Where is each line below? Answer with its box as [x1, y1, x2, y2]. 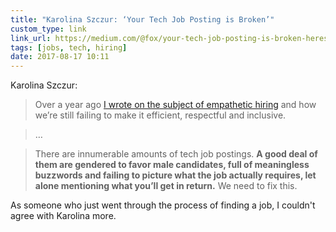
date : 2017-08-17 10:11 [10, 52, 110, 62]
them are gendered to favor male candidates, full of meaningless [34, 159, 310, 171]
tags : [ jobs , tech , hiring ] [10, 42, 128, 53]
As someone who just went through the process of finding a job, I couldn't [10, 199, 316, 211]
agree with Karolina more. [10, 210, 117, 222]
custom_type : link [10, 24, 87, 34]
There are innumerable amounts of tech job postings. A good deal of [34, 148, 318, 160]
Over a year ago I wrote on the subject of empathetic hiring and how [34, 99, 317, 111]
